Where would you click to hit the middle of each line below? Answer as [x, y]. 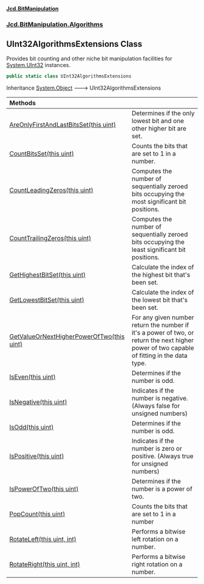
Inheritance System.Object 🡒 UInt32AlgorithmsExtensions [84, 88]
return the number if [160, 325]
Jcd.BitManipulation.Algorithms [55, 24]
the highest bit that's [161, 275]
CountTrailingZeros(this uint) [50, 238]
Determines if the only [163, 113]
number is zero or [157, 449]
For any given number [163, 318]
